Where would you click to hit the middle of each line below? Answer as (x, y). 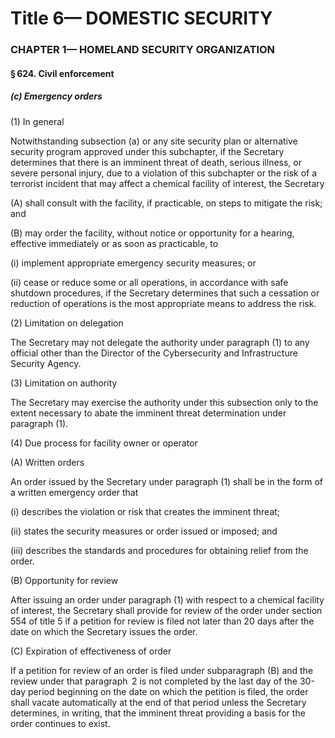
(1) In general (37, 121)
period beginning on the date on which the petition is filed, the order (168, 691)
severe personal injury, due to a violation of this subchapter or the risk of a (164, 173)
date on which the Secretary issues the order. (104, 631)
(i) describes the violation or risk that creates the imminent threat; (145, 511)
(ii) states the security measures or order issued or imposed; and (144, 531)
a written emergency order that (74, 492)
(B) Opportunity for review (64, 580)
